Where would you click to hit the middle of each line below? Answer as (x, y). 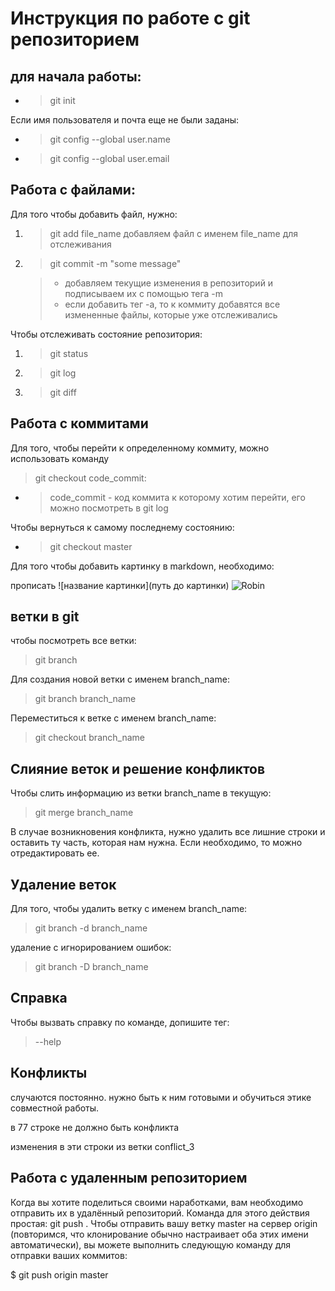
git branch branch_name (85, 699)
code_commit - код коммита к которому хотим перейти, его (177, 497)
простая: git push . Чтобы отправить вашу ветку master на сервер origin (164, 1223)
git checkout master (91, 546)
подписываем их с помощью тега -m (143, 293)
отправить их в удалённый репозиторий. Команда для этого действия (160, 1213)
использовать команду (60, 458)
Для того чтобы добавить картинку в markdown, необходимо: (142, 566)
